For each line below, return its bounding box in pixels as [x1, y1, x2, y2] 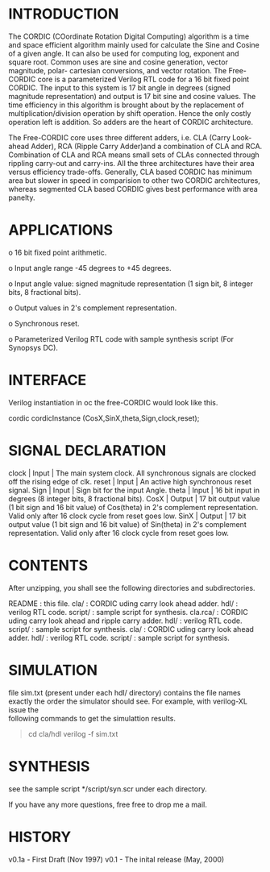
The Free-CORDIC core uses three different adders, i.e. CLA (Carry [8, 132, 231, 142]
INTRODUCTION [8, 5, 119, 23]
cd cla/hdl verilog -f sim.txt [27, 729, 118, 738]
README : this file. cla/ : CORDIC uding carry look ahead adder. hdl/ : [8, 598, 239, 608]
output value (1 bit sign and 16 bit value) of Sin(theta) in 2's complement [8, 519, 247, 529]
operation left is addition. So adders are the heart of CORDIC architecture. [8, 117, 254, 127]
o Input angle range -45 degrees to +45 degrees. [8, 263, 172, 272]
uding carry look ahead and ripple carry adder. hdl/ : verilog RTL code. [8, 616, 243, 625]
